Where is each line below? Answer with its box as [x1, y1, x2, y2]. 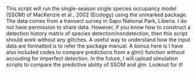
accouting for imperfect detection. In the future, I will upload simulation [6, 55, 178, 62]
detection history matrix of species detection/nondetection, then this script [6, 30, 188, 37]
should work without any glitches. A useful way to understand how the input [6, 36, 191, 43]
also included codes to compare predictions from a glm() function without [6, 49, 185, 55]
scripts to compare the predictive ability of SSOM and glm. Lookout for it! [6, 61, 184, 68]
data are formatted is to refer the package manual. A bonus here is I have [6, 42, 184, 49]
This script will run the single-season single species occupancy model [6, 5, 177, 12]
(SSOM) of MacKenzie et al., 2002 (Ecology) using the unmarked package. [6, 11, 187, 18]
